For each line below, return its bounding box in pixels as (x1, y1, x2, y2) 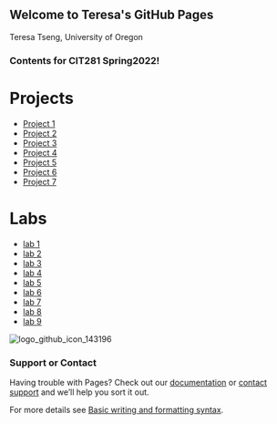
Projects (9, 88, 75, 109)
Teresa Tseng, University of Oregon (9, 31, 144, 42)
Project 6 (22, 166, 57, 177)
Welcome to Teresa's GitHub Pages (9, 7, 214, 23)
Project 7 (22, 176, 57, 187)
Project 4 (22, 147, 57, 158)
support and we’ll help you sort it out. (9, 387, 149, 398)
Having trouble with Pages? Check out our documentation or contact (9, 377, 267, 388)
